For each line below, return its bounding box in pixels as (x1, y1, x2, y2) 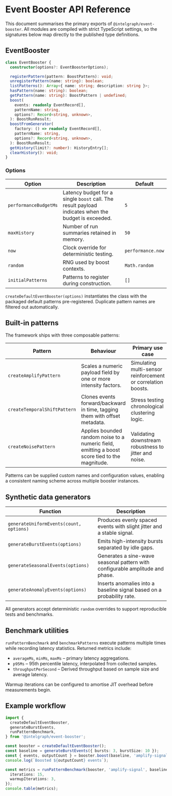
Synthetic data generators (5, 493, 91, 501)
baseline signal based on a (97, 586, 162, 594)
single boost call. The (62, 195, 114, 202)
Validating (130, 430, 155, 437)
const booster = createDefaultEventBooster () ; (5, 744, 106, 749)
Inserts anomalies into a (97, 580, 155, 587)
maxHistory (8, 229, 34, 236)
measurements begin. (5, 686, 51, 693)
